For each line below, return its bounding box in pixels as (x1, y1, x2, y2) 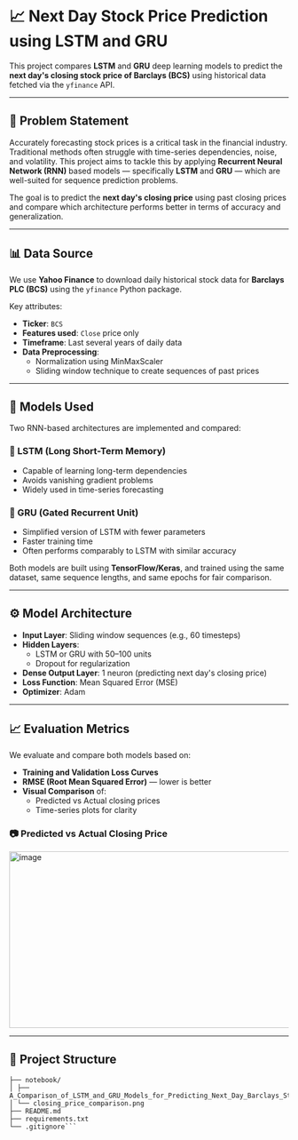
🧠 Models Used (9, 399, 95, 414)
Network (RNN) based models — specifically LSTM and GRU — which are (9, 165, 281, 176)
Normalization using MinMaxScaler (35, 355, 164, 366)
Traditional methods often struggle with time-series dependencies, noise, (9, 147, 278, 157)
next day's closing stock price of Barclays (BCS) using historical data (9, 69, 266, 80)
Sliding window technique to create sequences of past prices (35, 365, 260, 376)
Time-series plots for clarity (35, 804, 137, 815)
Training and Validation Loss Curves (21, 767, 159, 777)
